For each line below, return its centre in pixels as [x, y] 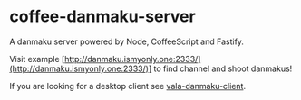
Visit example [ [37, 59]
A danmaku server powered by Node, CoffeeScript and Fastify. [127, 41]
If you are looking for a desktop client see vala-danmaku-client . [128, 86]
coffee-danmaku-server [103, 17]
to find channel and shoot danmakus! [223, 68]
